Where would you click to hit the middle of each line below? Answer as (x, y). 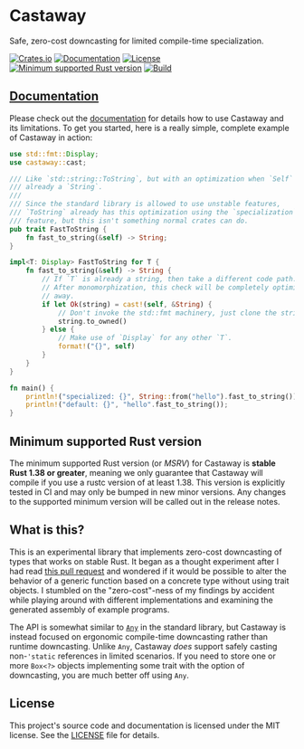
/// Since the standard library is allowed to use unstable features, (145, 204)
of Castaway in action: (51, 137)
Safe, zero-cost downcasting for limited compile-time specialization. (137, 41)
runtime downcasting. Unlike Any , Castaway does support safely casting (143, 646)
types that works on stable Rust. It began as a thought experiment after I (144, 561)
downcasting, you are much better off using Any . (100, 675)
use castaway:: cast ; (48, 162)
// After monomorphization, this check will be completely (156, 288)
